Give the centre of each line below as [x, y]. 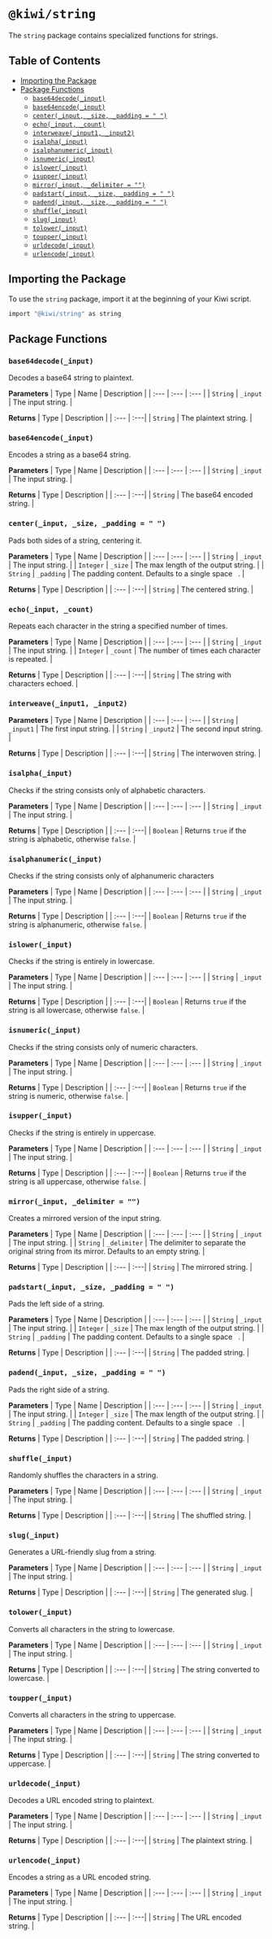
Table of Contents [55, 61]
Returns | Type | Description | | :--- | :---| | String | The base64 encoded [131, 495]
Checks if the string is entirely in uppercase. [82, 1132]
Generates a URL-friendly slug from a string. [82, 1552]
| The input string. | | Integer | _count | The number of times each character [135, 650]
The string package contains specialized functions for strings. [113, 35]
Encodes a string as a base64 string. [70, 455]
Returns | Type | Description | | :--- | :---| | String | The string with [120, 675]
